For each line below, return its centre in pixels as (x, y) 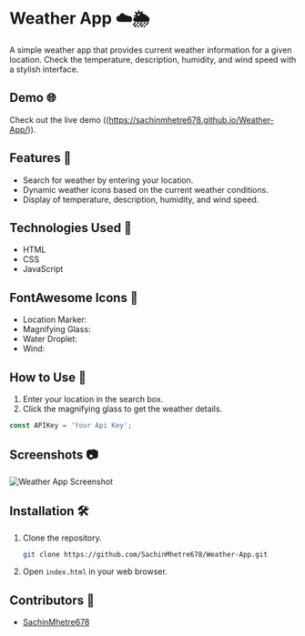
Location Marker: (55, 319)
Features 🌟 (41, 158)
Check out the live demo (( (59, 119)
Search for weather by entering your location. (108, 180)
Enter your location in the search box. (93, 399)
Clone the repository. (62, 538)
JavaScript (43, 269)
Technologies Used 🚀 (71, 228)
